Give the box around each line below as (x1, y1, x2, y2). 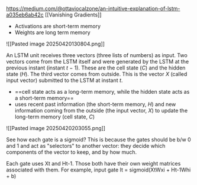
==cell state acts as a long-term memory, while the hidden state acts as (14, 88, 190, 95)
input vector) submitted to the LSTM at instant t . (6, 77, 123, 84)
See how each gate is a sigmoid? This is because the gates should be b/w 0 (6, 136, 191, 143)
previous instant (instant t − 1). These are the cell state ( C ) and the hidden (6, 64, 186, 71)
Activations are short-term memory (14, 23, 101, 29)
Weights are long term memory (14, 29, 91, 36)
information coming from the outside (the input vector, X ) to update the (14, 107, 188, 114)
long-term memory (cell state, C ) (14, 113, 95, 120)
